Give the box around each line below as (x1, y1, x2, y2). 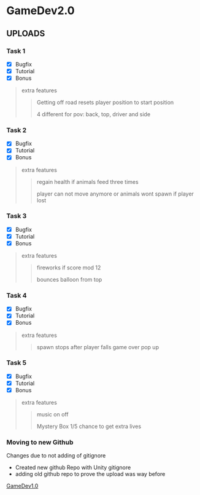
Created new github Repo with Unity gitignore (15, 464, 131, 471)
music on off (36, 411, 69, 418)
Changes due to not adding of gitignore (6, 452, 106, 459)
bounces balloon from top (36, 276, 102, 283)
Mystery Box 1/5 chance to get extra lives (36, 422, 142, 430)
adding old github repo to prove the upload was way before (15, 470, 166, 478)
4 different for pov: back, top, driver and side (36, 111, 151, 118)
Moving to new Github (6, 438, 74, 446)
